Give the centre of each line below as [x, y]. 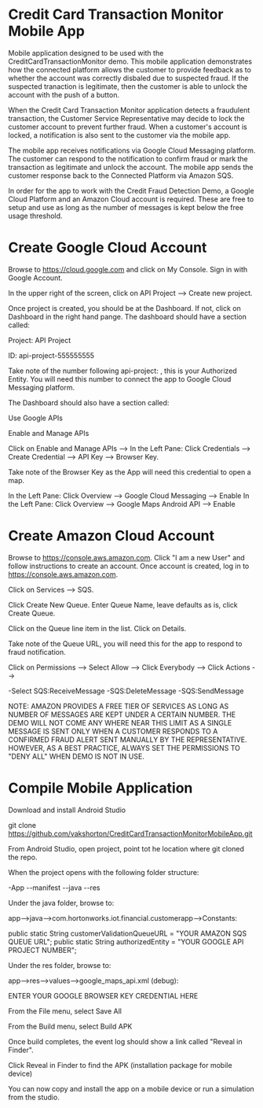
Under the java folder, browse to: [61, 903]
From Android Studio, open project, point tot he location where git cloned [126, 848]
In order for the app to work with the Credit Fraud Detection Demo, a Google [131, 190]
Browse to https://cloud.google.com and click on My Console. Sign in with [128, 269]
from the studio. [34, 1097]
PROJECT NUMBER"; [42, 950]
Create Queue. [32, 613]
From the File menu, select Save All [65, 1011]
